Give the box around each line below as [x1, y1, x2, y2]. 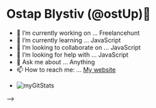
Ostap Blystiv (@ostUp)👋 [6, 6, 151, 22]
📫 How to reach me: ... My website [16, 65, 116, 74]
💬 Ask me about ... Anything [16, 57, 95, 66]
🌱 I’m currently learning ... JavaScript [16, 36, 121, 44]
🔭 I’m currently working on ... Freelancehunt [16, 29, 140, 37]
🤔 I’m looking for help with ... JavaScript [16, 51, 129, 59]
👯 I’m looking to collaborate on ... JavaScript [16, 43, 141, 51]
